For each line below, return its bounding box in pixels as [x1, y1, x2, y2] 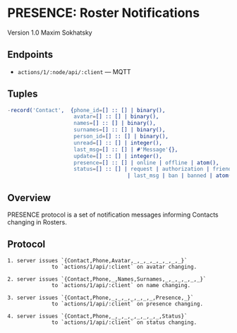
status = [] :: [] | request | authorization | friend [73, 166, 232, 173]
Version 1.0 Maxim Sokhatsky [7, 28, 93, 37]
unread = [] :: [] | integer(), [73, 139, 162, 146]
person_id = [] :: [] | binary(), [73, 133, 169, 140]
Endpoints [7, 49, 54, 61]
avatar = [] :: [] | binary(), [73, 113, 159, 121]
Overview [7, 192, 51, 204]
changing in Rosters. [7, 218, 67, 226]
